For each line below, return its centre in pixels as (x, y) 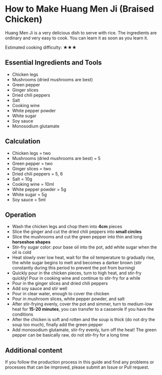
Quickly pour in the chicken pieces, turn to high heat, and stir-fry (77, 273)
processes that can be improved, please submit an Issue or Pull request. (77, 367)
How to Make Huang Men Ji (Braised (80, 9)
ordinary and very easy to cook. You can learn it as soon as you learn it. (77, 38)
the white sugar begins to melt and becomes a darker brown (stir (77, 263)
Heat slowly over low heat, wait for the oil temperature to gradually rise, (83, 258)
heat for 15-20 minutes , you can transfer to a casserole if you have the (83, 309)
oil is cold (22, 252)
